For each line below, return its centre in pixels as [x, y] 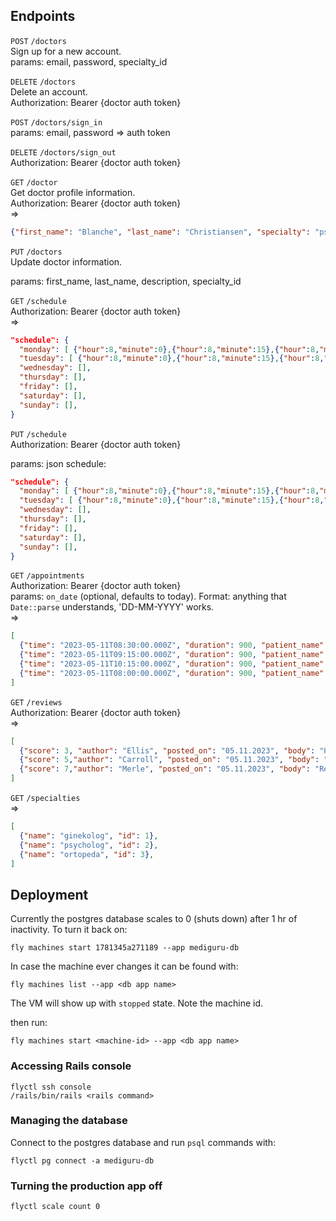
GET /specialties [45, 799]
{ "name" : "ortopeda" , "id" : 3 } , [87, 854]
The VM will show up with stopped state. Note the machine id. [137, 1003]
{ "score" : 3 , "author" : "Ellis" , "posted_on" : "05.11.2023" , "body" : [167, 750]
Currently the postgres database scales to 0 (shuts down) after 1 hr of [154, 919]
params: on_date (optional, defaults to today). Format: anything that [148, 596]
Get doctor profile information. [73, 192]
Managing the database [69, 1121]
